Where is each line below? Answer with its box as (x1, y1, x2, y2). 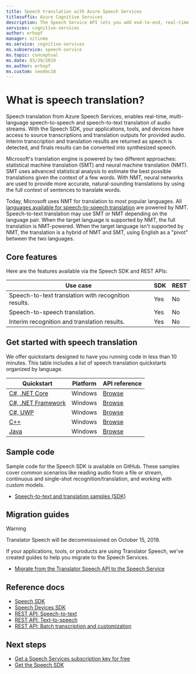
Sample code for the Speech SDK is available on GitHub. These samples (6, 463, 180, 470)
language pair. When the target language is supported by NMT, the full (6, 216, 176, 223)
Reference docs (6, 582, 65, 592)
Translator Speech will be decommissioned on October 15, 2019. (6, 537, 160, 544)
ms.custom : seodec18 (6, 68, 57, 74)
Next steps (6, 639, 47, 649)
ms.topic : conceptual (6, 52, 59, 58)
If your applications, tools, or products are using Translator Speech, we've (6, 548, 184, 555)
